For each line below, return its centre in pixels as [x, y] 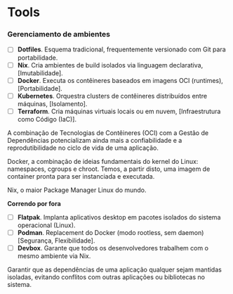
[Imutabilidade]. [40, 73]
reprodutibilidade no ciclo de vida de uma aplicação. [83, 148]
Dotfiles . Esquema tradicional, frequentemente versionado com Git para [121, 49]
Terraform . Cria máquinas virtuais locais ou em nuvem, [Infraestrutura [119, 111]
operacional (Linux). [46, 225]
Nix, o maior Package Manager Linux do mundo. [77, 190]
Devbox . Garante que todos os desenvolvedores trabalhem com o [113, 248]
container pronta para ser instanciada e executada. [81, 176]
